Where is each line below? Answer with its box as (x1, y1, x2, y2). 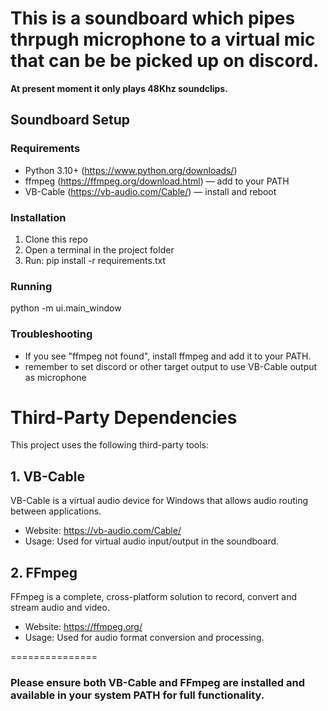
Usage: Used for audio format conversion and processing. (24, 632, 265, 644)
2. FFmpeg (10, 564, 78, 581)
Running (10, 279, 53, 293)
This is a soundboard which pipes (10, 7, 296, 30)
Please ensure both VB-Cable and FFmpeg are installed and (10, 676, 305, 689)
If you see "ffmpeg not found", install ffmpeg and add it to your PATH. (24, 350, 312, 362)
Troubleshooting (10, 327, 93, 341)
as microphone (24, 371, 87, 383)
